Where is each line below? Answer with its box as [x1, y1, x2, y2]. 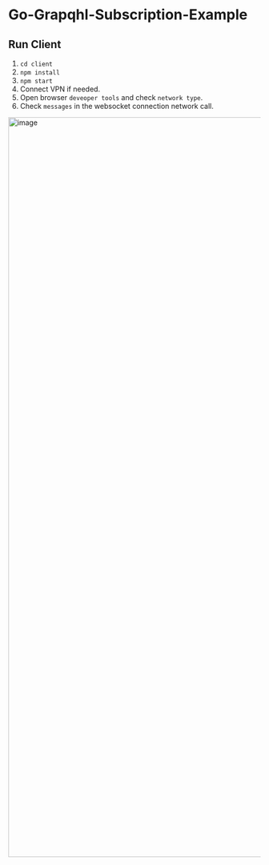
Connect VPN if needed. [19, 84, 101, 94]
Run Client [8, 38, 62, 51]
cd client [19, 60, 54, 68]
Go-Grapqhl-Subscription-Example [8, 6, 248, 24]
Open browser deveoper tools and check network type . [19, 93, 203, 102]
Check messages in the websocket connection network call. [19, 102, 215, 111]
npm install [19, 69, 60, 77]
